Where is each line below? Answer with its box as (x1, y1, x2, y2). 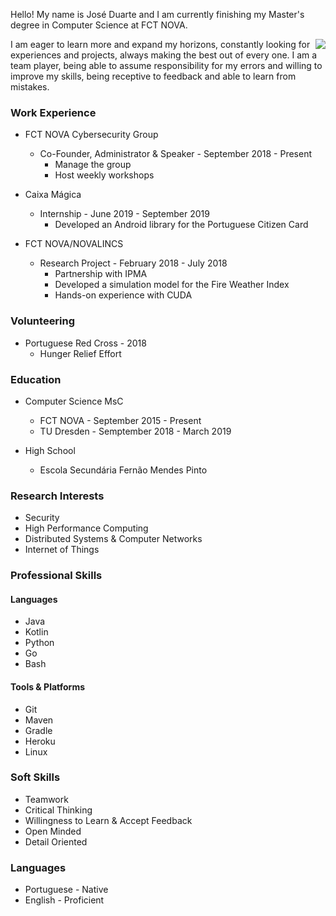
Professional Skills (10, 569, 103, 583)
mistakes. (10, 81, 50, 93)
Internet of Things (24, 544, 100, 556)
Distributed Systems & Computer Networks (24, 533, 203, 545)
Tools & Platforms (10, 680, 86, 693)
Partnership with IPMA (54, 268, 148, 280)
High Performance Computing (24, 522, 149, 534)
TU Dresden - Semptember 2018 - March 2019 (39, 425, 232, 437)
